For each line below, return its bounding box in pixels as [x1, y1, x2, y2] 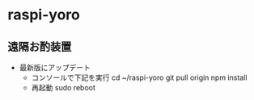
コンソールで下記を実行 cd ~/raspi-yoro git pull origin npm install [31, 73, 248, 82]
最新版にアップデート [19, 63, 91, 72]
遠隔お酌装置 [7, 40, 72, 53]
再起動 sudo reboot [31, 83, 96, 92]
